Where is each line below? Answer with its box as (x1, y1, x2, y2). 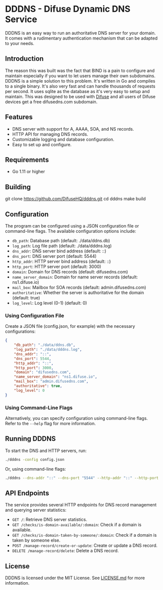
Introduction (5, 55, 44, 63)
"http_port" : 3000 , (14, 365, 54, 370)
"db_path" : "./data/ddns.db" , (14, 342, 76, 348)
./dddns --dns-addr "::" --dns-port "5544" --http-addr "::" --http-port (5, 476, 159, 480)
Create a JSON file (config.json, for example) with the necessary (5, 323, 136, 329)
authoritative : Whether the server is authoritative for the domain (12, 290, 144, 295)
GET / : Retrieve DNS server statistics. (12, 517, 87, 522)
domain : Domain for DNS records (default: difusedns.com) (12, 269, 128, 274)
